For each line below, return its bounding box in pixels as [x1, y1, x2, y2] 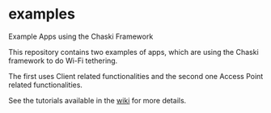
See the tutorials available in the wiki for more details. [8, 95, 187, 105]
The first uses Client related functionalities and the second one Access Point [8, 71, 264, 81]
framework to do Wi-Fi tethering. [8, 56, 118, 65]
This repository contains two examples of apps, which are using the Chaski [8, 47, 259, 56]
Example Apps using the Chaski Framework [8, 31, 154, 41]
